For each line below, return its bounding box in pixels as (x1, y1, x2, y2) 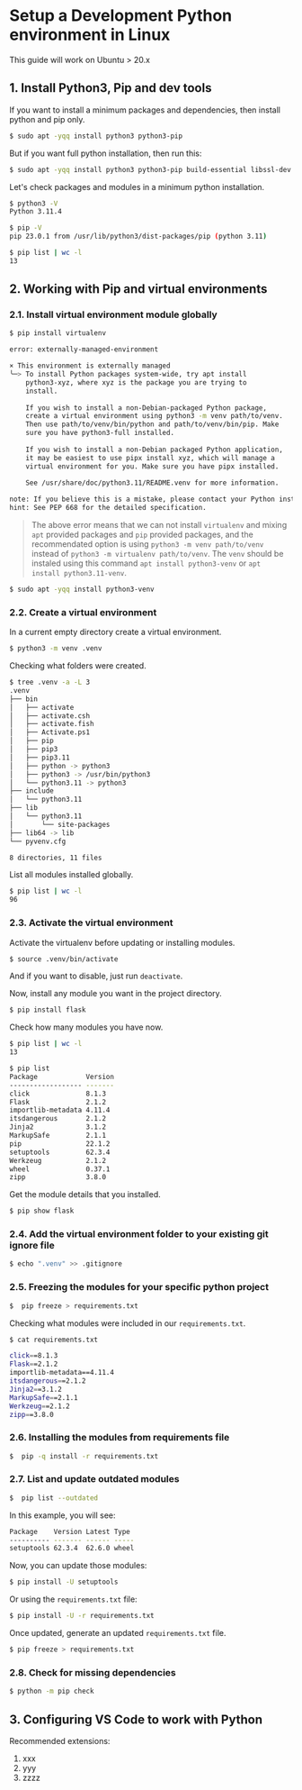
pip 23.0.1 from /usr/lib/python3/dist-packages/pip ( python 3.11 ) (9, 232, 268, 241)
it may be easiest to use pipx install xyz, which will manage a (25, 453, 276, 462)
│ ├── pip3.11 (9, 753, 70, 762)
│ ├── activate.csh (9, 711, 91, 721)
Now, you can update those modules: (9, 1560, 147, 1571)
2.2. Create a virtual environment (9, 605, 157, 618)
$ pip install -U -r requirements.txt (9, 1612, 155, 1621)
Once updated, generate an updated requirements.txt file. (9, 1628, 226, 1639)
